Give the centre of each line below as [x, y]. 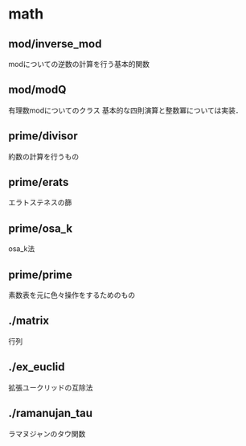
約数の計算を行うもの [43, 156]
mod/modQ [37, 90]
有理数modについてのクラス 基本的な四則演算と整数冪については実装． [125, 110]
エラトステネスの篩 [40, 203]
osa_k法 [22, 249]
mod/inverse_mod [55, 44]
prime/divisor [43, 136]
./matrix [29, 321]
